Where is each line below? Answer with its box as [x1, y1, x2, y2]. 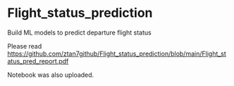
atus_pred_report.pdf [7, 56, 69, 65]
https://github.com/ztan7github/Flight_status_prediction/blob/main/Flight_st [7, 49, 227, 58]
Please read [7, 42, 42, 50]
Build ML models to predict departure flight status [7, 28, 152, 37]
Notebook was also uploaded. [7, 70, 94, 79]
